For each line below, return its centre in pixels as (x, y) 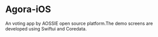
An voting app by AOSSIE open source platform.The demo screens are (79, 23)
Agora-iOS (28, 9)
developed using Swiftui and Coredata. (46, 28)
